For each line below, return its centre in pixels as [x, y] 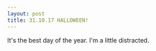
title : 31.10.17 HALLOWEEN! [48, 20]
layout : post [26, 14]
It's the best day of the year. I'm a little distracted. [78, 40]
